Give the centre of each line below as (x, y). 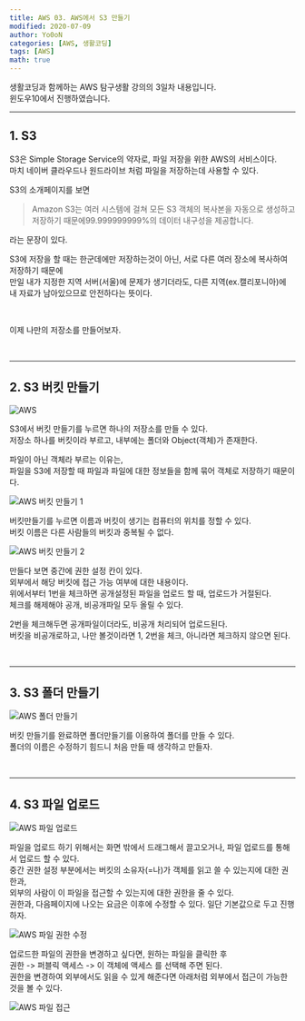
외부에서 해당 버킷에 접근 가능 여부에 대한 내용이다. (99, 581)
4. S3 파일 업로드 (54, 804)
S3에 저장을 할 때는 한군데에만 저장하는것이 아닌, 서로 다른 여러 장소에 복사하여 (149, 259)
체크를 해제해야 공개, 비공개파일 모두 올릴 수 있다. (97, 604)
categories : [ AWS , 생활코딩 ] (60, 43)
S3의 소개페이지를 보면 (50, 189)
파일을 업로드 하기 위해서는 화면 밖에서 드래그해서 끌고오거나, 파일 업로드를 (142, 848)
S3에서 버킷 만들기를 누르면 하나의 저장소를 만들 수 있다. (109, 429)
